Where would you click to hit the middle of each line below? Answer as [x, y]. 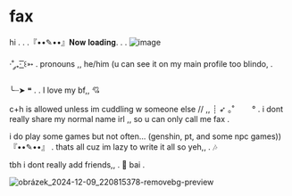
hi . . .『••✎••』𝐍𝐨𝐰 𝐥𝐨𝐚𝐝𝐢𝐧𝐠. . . [68, 42]
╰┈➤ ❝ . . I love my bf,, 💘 [54, 90]
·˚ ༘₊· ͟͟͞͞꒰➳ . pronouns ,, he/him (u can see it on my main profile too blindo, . [141, 63]
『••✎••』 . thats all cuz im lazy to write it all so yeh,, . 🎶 [113, 147]
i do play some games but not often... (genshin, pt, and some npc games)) [146, 136]
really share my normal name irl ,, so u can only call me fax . [120, 118]
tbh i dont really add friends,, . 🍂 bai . [77, 164]
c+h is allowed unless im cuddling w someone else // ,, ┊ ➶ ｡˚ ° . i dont [146, 109]
